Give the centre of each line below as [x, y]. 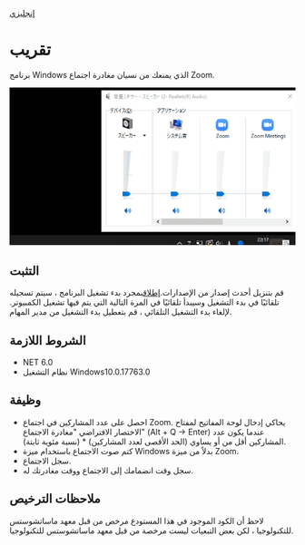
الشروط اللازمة [48, 341]
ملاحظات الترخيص [55, 499]
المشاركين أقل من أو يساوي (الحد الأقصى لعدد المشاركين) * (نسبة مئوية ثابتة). [154, 441]
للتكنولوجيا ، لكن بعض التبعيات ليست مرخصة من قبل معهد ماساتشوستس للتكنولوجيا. [152, 530]
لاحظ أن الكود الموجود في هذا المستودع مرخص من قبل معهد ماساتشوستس [137, 521]
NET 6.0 [38, 362]
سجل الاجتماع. [47, 461]
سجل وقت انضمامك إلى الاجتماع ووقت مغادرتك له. [108, 470]
